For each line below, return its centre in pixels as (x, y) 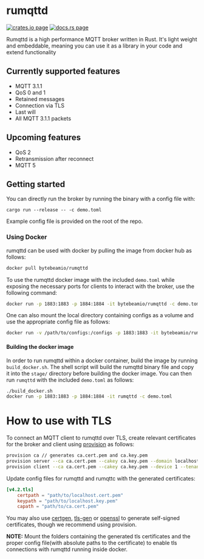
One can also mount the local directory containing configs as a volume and (100, 315)
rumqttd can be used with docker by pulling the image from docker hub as (99, 250)
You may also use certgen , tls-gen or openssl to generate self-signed (93, 518)
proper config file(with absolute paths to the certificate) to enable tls (92, 543)
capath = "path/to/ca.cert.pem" (58, 507)
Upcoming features (43, 138)
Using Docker (27, 237)
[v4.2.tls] (20, 490)
